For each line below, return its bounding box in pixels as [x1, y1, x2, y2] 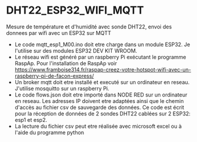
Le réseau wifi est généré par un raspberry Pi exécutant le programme [14, 53, 186, 60]
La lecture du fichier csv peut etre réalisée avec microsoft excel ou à [14, 122, 182, 130]
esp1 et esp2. [14, 116, 47, 123]
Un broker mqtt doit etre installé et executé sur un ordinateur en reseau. [14, 78, 190, 86]
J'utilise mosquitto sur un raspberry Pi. [14, 85, 109, 92]
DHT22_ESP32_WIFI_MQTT [6, 4, 144, 17]
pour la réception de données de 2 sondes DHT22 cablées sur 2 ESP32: [14, 110, 191, 117]
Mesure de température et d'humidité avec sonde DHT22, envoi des [6, 23, 172, 30]
